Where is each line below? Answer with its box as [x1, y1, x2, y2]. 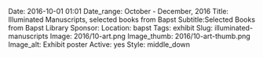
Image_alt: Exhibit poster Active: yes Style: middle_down [8, 40, 191, 49]
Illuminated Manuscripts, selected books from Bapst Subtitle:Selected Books [8, 15, 256, 24]
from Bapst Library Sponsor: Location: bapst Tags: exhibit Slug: [8, 23, 214, 32]
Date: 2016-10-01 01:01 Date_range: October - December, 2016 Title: [8, 7, 229, 16]
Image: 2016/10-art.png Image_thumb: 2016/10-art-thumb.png [49, 31, 251, 41]
